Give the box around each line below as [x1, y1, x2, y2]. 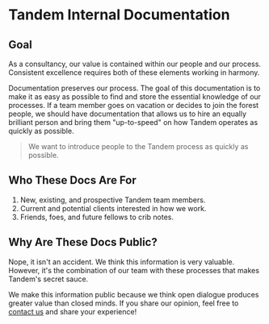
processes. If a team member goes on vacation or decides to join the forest [8, 101, 259, 110]
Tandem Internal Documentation [8, 6, 230, 24]
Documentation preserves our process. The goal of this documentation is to [8, 83, 261, 93]
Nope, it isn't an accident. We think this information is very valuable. [8, 256, 235, 267]
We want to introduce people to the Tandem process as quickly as [27, 142, 249, 151]
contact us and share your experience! [8, 306, 137, 316]
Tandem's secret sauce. [8, 274, 89, 284]
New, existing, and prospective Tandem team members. [19, 195, 206, 205]
